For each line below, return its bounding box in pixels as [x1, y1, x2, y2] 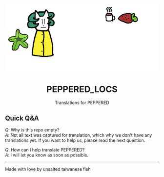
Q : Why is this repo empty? [5, 127, 60, 133]
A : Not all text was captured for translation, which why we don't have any [5, 132, 152, 138]
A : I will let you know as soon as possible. [5, 152, 89, 158]
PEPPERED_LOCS [46, 83, 118, 95]
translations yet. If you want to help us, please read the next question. [5, 137, 145, 143]
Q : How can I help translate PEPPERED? [5, 147, 85, 153]
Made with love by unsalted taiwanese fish [5, 166, 91, 172]
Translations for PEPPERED [55, 100, 109, 106]
